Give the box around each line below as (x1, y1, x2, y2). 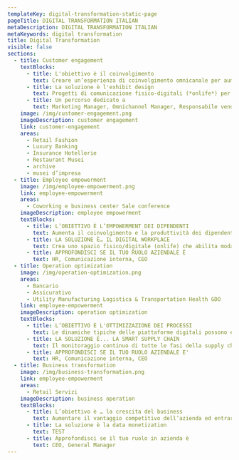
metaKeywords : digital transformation (7, 30, 122, 38)
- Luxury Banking (26, 143, 78, 150)
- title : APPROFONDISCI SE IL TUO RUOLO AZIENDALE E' (26, 349, 190, 356)
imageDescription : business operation (20, 395, 135, 402)
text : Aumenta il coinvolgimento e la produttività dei (33, 229, 202, 236)
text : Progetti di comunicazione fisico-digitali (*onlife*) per (33, 90, 231, 97)
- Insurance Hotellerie (26, 150, 97, 157)
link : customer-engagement (20, 123, 100, 131)
